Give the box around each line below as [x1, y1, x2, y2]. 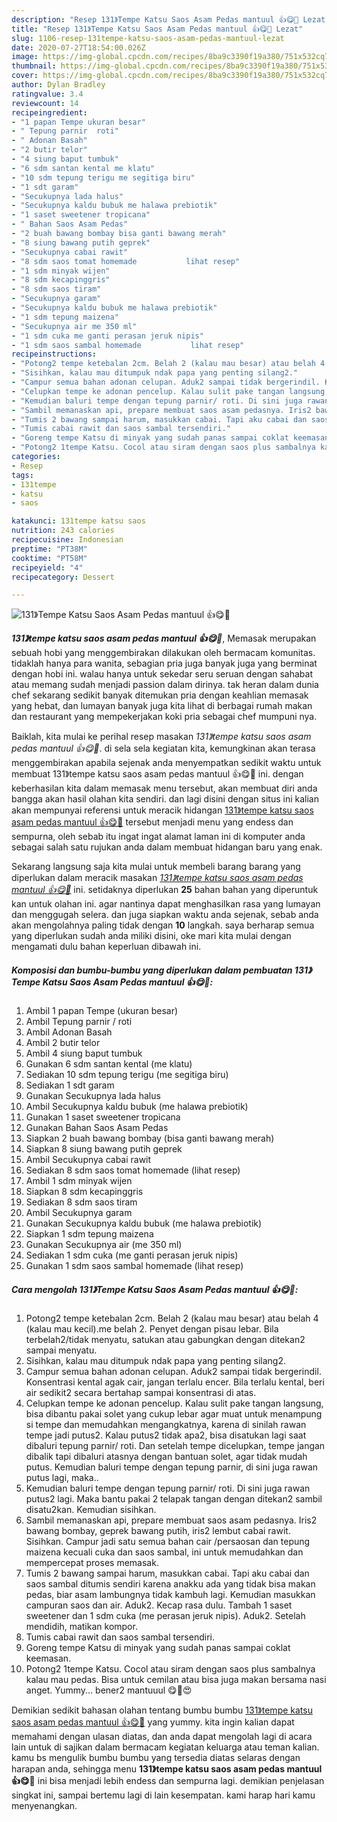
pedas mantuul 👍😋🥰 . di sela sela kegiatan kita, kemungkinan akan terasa [11, 742, 316, 755]
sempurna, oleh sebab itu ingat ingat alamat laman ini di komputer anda [11, 831, 306, 843]
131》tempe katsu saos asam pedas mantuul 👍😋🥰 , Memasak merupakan [11, 632, 317, 645]
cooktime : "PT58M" [11, 553, 88, 563]
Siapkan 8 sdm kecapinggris [25, 1186, 144, 1198]
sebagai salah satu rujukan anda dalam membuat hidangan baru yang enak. [11, 841, 323, 853]
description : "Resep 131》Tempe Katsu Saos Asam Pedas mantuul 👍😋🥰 [11, 14, 299, 25]
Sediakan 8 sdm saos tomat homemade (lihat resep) [25, 1164, 241, 1176]
